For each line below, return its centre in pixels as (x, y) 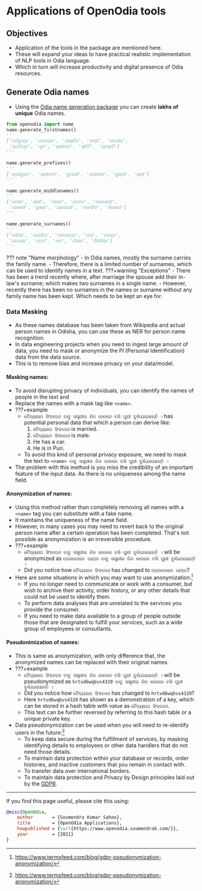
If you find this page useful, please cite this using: (68, 801)
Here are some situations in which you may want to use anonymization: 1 (104, 577)
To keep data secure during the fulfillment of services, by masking (106, 739)
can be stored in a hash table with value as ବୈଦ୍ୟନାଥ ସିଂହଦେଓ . (97, 706)
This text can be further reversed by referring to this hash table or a (107, 712)
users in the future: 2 (40, 731)
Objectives (27, 33)
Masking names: (28, 377)
